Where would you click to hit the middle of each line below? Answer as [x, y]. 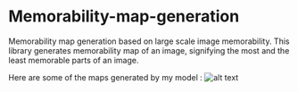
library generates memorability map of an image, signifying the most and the [149, 50]
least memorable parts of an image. [74, 60]
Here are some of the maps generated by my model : [105, 77]
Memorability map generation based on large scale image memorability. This [149, 41]
